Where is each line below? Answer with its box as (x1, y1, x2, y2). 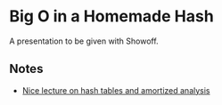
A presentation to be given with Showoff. (9, 36, 159, 46)
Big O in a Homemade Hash (9, 6, 214, 27)
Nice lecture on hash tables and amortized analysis (21, 85, 211, 95)
